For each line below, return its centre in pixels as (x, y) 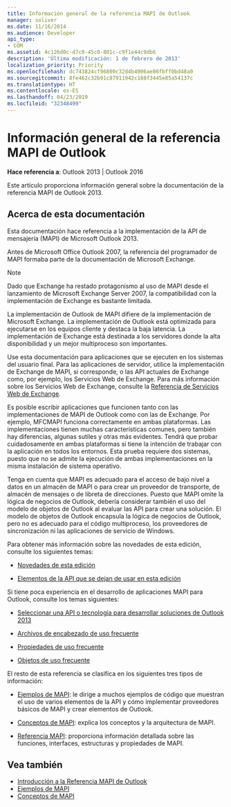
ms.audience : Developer (41, 33)
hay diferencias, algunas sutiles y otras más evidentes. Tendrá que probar (112, 436)
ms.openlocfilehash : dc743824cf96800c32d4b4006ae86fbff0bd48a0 (100, 71)
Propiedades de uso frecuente (61, 646)
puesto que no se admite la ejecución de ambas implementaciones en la (110, 458)
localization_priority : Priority (55, 65)
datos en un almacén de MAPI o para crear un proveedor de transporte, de (113, 487)
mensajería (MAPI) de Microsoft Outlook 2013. (73, 238)
